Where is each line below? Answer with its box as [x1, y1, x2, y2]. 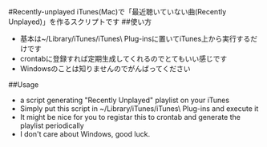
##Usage [8, 80, 39, 89]
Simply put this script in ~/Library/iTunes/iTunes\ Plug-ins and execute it [19, 104, 259, 113]
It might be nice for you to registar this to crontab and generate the [19, 113, 241, 121]
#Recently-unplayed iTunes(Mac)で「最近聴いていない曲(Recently [8, 7, 227, 16]
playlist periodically [19, 121, 84, 130]
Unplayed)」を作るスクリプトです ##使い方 [8, 17, 152, 26]
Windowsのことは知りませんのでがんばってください [19, 64, 191, 73]
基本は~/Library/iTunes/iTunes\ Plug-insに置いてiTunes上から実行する [19, 34, 251, 43]
